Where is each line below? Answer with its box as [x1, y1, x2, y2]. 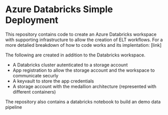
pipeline [5, 104, 22, 110]
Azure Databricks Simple [5, 4, 113, 15]
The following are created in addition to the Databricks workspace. [5, 52, 146, 58]
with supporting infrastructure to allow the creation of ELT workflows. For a [5, 37, 163, 43]
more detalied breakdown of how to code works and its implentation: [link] [5, 42, 162, 48]
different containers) [12, 89, 56, 95]
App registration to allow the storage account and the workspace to [12, 67, 155, 73]
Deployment [5, 14, 59, 26]
